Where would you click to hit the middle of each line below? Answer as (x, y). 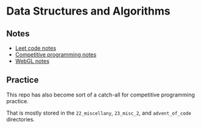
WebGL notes (32, 61)
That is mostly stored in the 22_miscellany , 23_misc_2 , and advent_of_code (99, 113)
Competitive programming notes (56, 55)
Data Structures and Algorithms (88, 11)
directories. (21, 119)
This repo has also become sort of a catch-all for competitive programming (100, 95)
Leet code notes (36, 48)
